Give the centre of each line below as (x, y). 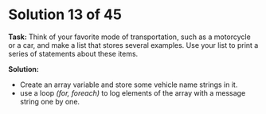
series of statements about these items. (73, 53)
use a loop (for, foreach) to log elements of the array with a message (133, 92)
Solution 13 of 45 (65, 15)
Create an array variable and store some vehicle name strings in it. (129, 85)
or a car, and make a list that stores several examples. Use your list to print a (133, 45)
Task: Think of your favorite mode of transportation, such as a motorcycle (129, 37)
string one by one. (50, 101)
